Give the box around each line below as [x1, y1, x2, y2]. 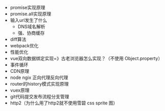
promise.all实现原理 [10, 11, 51, 17]
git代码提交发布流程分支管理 [10, 94, 70, 99]
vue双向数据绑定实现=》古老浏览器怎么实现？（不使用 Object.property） [10, 55, 163, 61]
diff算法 [10, 36, 26, 42]
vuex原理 [10, 87, 30, 93]
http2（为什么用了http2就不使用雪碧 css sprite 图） [10, 100, 118, 106]
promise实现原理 [10, 5, 46, 10]
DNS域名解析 [17, 23, 46, 30]
